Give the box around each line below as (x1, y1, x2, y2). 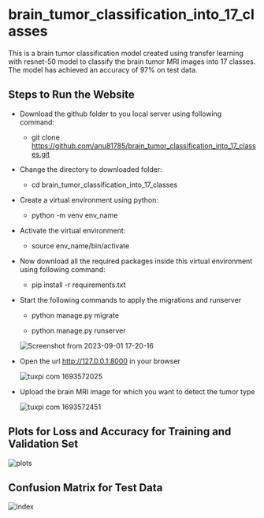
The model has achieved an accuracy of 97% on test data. (8, 65, 198, 74)
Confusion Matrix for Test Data (8, 481, 163, 494)
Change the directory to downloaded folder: (19, 164, 163, 174)
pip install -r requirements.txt (31, 280, 126, 289)
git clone (31, 132, 61, 142)
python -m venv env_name (31, 211, 118, 220)
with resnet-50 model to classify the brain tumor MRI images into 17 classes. (8, 57, 256, 66)
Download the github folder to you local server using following (19, 109, 222, 118)
